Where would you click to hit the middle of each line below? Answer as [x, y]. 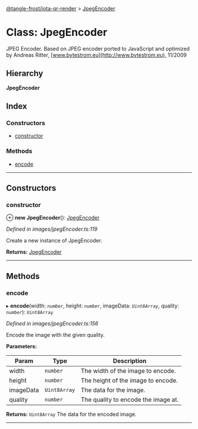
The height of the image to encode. [129, 381]
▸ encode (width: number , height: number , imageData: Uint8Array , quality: [93, 306]
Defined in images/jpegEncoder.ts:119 [52, 229]
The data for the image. [113, 390]
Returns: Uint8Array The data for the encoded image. [71, 414]
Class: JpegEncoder [57, 32]
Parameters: [22, 346]
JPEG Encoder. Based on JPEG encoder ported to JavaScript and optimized [98, 48]
